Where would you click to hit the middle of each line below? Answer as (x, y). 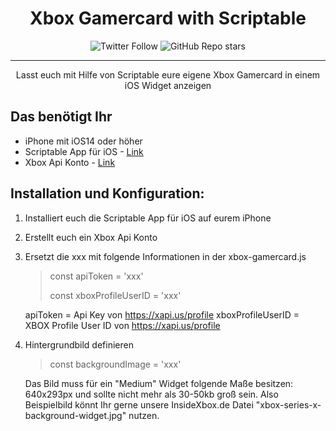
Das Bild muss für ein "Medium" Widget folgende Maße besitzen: (159, 383)
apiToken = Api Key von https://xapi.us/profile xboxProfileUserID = (162, 314)
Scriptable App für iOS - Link (84, 151)
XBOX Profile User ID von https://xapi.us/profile (122, 325)
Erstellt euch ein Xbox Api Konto (91, 237)
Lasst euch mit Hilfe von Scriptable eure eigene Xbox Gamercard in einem (168, 74)
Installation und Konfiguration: (107, 193)
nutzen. (144, 415)
